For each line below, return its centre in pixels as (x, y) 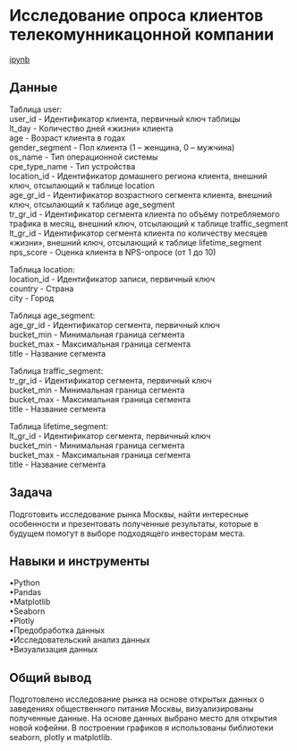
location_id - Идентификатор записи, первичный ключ (112, 279)
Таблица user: (36, 109)
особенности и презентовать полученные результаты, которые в (134, 523)
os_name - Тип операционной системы (84, 157)
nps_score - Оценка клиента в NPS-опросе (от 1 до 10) (113, 252)
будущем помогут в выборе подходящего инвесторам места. (127, 533)
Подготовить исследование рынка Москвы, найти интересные (129, 514)
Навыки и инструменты (80, 561)
